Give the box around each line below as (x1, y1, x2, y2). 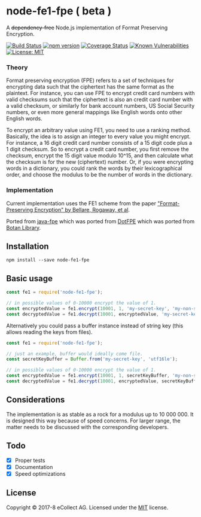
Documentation (14, 463, 53, 470)
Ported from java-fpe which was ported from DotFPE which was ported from (6, 217, 195, 225)
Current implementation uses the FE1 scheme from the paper (6, 199, 157, 207)
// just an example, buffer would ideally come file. (6, 351, 144, 357)
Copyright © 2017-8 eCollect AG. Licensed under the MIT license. (6, 504, 169, 511)
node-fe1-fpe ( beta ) (6, 4, 112, 18)
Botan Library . (6, 224, 41, 231)
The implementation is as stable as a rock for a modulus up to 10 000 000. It (6, 410, 194, 418)
